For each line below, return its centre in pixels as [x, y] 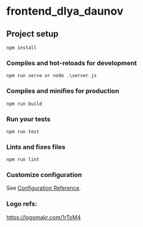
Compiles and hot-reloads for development [72, 63]
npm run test [23, 132]
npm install [21, 48]
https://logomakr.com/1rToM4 [44, 217]
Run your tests [28, 119]
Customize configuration [44, 175]
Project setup [33, 34]
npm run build [24, 104]
